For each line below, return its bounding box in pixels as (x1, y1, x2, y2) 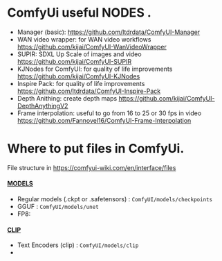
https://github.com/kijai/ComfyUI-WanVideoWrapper (17, 42, 167, 51)
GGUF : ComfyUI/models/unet (17, 203, 99, 211)
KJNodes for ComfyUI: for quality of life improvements (17, 65, 173, 73)
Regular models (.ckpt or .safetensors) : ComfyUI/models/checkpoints (17, 195, 213, 203)
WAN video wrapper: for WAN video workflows (17, 35, 151, 43)
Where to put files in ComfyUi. (7, 141, 185, 157)
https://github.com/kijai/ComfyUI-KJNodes (17, 71, 140, 81)
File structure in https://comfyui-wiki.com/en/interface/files (7, 163, 176, 171)
